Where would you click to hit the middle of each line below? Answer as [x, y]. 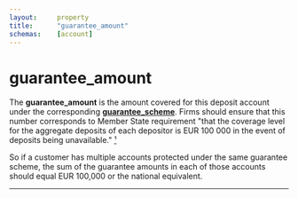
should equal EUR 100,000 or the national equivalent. [106, 176]
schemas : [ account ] [51, 34]
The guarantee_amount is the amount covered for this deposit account [139, 102]
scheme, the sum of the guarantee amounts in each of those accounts [137, 167]
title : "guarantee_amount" [69, 26]
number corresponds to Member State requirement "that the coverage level [147, 122]
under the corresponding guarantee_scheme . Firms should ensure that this [147, 112]
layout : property [49, 17]
